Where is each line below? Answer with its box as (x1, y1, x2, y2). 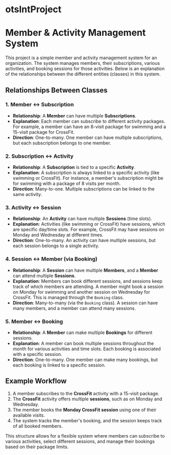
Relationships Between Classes (5, 86, 108, 94)
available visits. (12, 412, 45, 418)
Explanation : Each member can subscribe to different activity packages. (12, 118, 165, 124)
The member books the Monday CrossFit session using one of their (12, 406, 157, 413)
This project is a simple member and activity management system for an (5, 55, 157, 61)
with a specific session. (12, 351, 62, 357)
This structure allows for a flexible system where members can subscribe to (5, 433, 165, 439)
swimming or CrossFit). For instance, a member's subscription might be (12, 175, 163, 181)
